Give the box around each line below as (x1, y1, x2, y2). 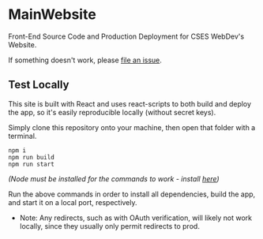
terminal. (8, 131, 37, 140)
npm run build (8, 153, 55, 161)
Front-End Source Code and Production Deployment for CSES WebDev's (8, 32, 245, 41)
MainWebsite (8, 6, 96, 24)
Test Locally (8, 78, 70, 91)
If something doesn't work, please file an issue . (8, 55, 162, 65)
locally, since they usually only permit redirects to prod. (19, 221, 200, 230)
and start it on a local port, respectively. (8, 197, 137, 207)
